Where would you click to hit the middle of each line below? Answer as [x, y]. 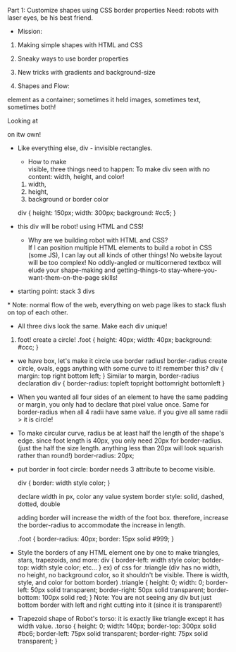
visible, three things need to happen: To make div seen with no [119, 169]
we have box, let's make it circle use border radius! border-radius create [122, 361]
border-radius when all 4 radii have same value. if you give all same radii [123, 412]
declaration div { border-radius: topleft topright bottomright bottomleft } [121, 383]
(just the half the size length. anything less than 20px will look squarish [120, 448]
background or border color [68, 199]
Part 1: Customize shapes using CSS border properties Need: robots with [113, 10]
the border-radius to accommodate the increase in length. [101, 525]
